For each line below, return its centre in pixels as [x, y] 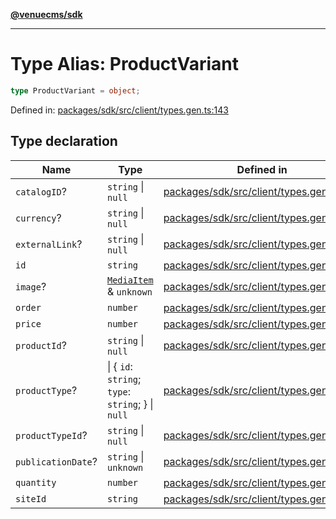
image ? [31, 286]
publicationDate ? [56, 461]
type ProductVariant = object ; [75, 90]
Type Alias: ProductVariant [125, 64]
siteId [31, 498]
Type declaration [64, 141]
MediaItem [130, 280]
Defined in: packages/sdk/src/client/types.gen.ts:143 [119, 110]
